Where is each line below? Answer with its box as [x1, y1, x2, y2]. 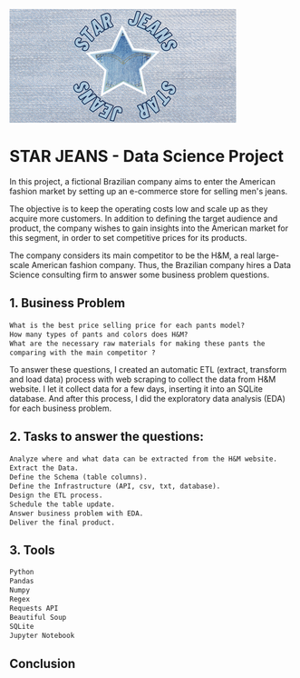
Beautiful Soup [9, 613, 67, 623]
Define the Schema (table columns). [9, 473, 148, 482]
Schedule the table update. [9, 500, 116, 509]
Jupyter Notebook [9, 632, 75, 641]
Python [9, 568, 34, 577]
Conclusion [9, 655, 76, 672]
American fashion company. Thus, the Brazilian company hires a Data [31, 259, 292, 270]
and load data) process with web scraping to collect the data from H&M [9, 374, 276, 384]
